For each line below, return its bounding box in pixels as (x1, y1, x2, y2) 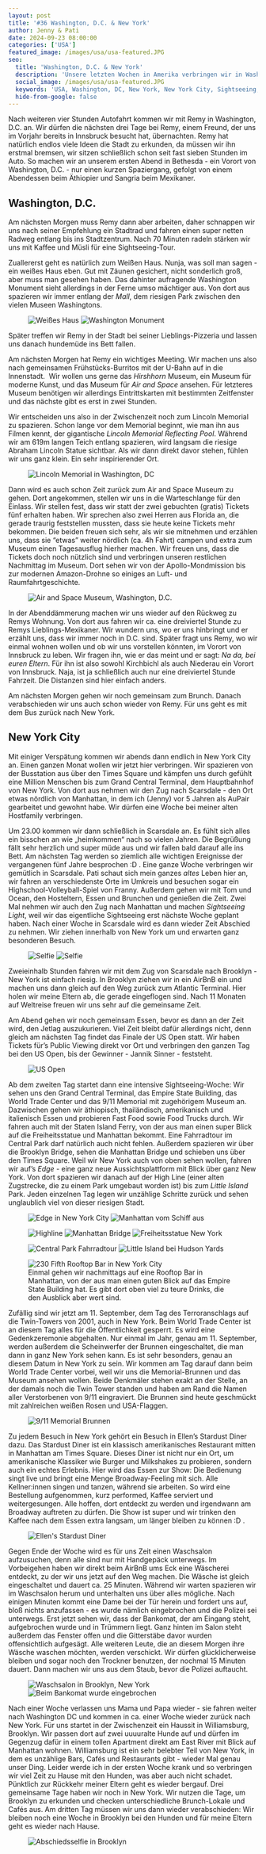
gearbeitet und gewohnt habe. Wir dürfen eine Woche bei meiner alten (8, 802, 239, 812)
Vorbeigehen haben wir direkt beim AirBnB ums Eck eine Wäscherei (8, 1563, 230, 1573)
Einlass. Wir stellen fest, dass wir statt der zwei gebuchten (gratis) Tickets (8, 502, 249, 511)
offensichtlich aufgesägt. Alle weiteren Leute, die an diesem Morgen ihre (8, 1638, 245, 1649)
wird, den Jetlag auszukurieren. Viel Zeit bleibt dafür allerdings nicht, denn (8, 1023, 252, 1033)
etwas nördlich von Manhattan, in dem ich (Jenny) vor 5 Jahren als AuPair (8, 793, 249, 803)
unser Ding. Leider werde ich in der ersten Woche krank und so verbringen (8, 1762, 253, 1772)
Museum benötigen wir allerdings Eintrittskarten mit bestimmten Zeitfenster (8, 388, 254, 398)
